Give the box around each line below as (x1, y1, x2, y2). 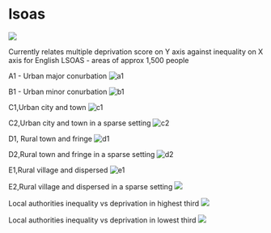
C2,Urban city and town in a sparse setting (8, 118, 151, 128)
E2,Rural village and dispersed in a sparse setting (8, 181, 173, 191)
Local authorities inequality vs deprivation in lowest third (8, 215, 197, 225)
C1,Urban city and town (8, 102, 87, 112)
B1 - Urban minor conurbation (8, 87, 108, 96)
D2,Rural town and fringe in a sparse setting (8, 149, 155, 159)
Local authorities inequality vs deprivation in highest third (8, 198, 200, 208)
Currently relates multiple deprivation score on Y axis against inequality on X (8, 46, 264, 57)
